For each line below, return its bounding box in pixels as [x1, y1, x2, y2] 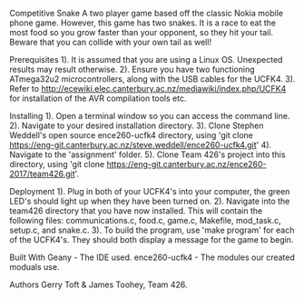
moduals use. [9, 262, 60, 272]
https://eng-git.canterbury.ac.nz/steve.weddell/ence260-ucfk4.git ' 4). [9, 140, 272, 150]
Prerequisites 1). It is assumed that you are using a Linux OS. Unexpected [9, 55, 283, 65]
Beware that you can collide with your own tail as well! [9, 36, 211, 47]
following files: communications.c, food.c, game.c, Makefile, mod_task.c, [9, 215, 281, 225]
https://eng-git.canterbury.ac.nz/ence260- [106, 159, 267, 169]
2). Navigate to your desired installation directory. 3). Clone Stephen [9, 120, 265, 131]
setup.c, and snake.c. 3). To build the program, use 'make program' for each [9, 224, 295, 235]
